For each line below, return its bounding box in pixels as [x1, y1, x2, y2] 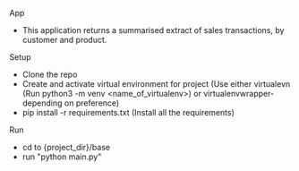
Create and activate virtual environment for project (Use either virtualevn [21, 79, 291, 89]
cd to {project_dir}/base [21, 142, 110, 152]
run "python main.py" [21, 151, 102, 162]
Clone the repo [21, 69, 78, 80]
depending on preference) [21, 98, 120, 108]
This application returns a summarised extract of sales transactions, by [21, 25, 285, 35]
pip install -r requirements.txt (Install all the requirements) [21, 107, 235, 117]
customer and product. [21, 35, 107, 45]
